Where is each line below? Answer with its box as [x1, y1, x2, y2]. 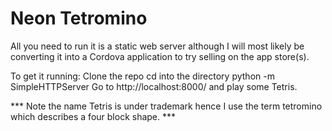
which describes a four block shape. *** [10, 110, 177, 122]
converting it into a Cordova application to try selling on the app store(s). [10, 50, 310, 62]
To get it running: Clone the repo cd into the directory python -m [10, 70, 275, 82]
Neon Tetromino [10, 7, 148, 30]
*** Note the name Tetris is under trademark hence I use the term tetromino [10, 100, 323, 112]
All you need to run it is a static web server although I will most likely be [10, 40, 305, 52]
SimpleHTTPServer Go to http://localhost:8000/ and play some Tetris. [10, 80, 298, 92]
